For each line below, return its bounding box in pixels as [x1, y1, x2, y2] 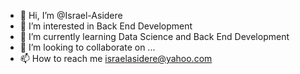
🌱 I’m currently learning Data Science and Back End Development [19, 31, 290, 42]
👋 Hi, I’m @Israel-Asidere [19, 10, 123, 21]
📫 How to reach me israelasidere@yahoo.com [19, 53, 213, 64]
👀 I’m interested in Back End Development [19, 20, 193, 32]
